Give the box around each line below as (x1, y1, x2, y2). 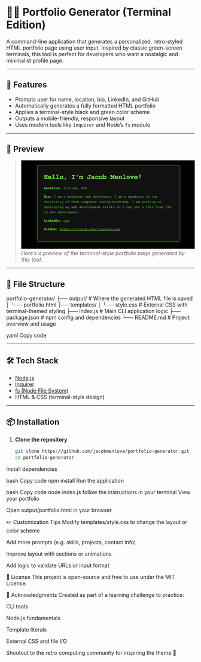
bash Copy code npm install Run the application (6, 477, 124, 484)
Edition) (6, 18, 46, 32)
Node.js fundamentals (6, 614, 61, 621)
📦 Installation (6, 417, 60, 427)
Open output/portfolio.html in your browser (6, 506, 112, 513)
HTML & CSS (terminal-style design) (14, 393, 105, 400)
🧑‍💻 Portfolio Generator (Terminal (6, 5, 172, 19)
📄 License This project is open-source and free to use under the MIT (6, 573, 175, 580)
